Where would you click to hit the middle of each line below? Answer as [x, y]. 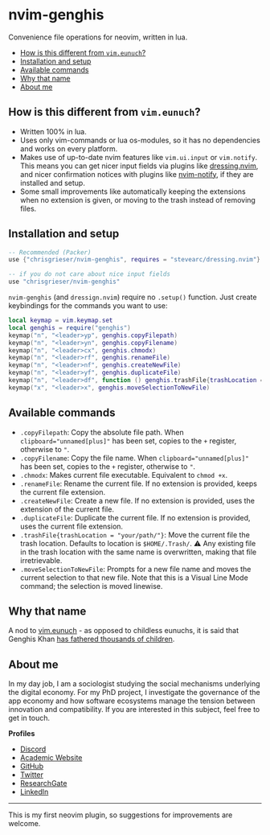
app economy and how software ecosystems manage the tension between [132, 701]
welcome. [25, 824]
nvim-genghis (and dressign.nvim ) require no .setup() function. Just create [133, 297]
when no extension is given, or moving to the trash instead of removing [137, 199]
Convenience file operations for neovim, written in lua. [98, 37]
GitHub [32, 767]
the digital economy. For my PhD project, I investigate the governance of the [134, 693]
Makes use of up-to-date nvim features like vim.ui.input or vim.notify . [139, 157]
